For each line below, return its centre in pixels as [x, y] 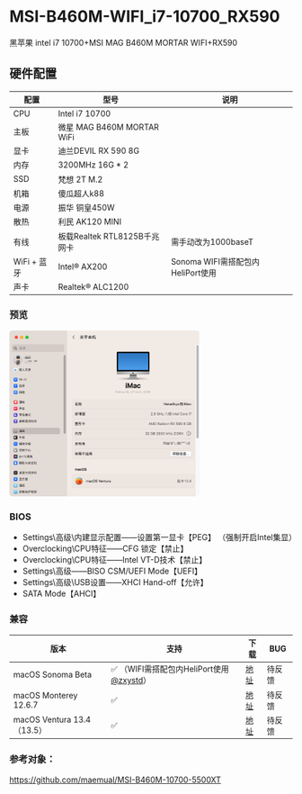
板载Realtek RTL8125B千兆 [109, 236]
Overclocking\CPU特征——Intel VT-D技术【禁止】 [115, 560]
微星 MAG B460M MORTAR [109, 127]
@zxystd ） [131, 681]
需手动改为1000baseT [212, 241]
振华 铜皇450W [86, 208]
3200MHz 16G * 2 [93, 165]
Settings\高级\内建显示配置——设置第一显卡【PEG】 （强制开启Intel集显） [159, 537]
